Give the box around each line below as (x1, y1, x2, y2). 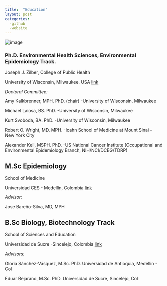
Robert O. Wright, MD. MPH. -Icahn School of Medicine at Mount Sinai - (5, 127, 152, 133)
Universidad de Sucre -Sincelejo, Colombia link (5, 241, 102, 247)
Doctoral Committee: (5, 89, 48, 95)
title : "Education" (5, 7, 48, 12)
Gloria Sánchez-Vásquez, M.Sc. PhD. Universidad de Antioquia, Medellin (5, 261, 154, 267)
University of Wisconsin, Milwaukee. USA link (5, 79, 99, 85)
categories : (5, 16, 30, 21)
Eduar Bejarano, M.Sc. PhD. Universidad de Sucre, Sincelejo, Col (5, 276, 138, 282)
